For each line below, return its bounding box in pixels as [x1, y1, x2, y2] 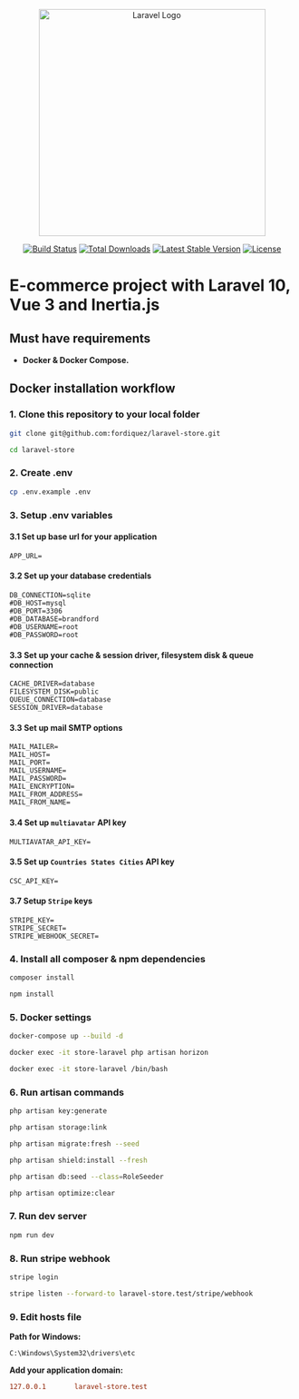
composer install [9, 973, 75, 982]
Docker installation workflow [9, 381, 176, 397]
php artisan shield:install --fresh [9, 1156, 148, 1165]
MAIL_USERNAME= [9, 766, 67, 775]
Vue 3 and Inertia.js [9, 295, 160, 315]
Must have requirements [9, 330, 151, 346]
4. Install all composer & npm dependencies [9, 952, 206, 965]
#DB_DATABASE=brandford [9, 614, 100, 624]
